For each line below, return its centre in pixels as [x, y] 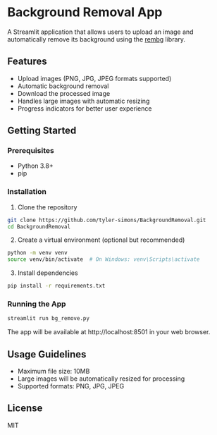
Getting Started [42, 131]
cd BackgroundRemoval [39, 226]
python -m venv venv [38, 253]
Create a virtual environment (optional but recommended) [101, 240]
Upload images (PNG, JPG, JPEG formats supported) [94, 78]
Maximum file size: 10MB [54, 372]
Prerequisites [31, 151]
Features [27, 62]
